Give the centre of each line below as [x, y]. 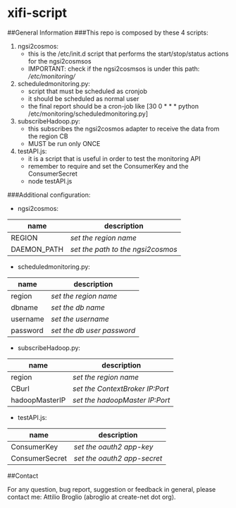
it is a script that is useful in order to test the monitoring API [114, 158]
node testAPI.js [50, 181]
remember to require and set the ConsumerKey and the [108, 166]
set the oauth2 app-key [113, 447]
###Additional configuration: [49, 195]
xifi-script [37, 13]
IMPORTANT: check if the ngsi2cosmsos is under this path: [114, 68]
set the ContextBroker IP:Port [121, 388]
